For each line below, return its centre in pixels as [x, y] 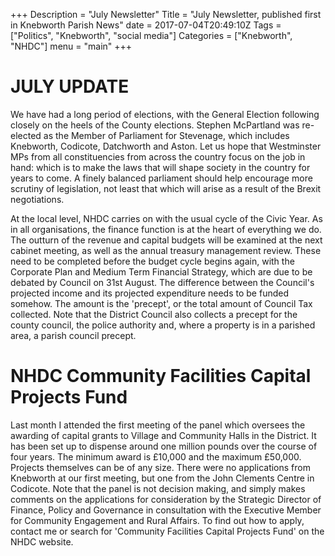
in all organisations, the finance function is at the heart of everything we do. [166, 229]
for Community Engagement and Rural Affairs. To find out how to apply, [157, 520]
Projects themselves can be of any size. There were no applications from [160, 467]
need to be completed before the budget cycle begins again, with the [152, 261]
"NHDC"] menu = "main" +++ [71, 46]
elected [26, 135]
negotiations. [37, 199]
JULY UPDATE [70, 86]
